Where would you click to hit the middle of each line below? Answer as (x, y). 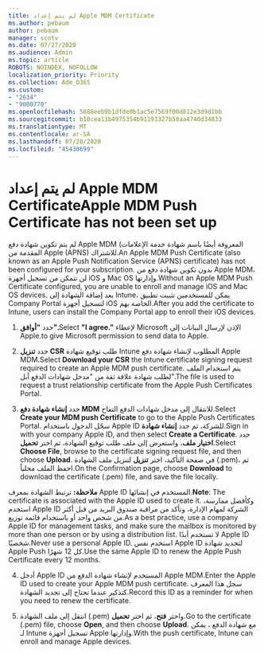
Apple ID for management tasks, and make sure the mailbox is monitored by (132, 526)
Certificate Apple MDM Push (103, 205)
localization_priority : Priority (64, 75)
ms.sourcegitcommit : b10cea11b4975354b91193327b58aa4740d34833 (115, 119)
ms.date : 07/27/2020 (43, 45)
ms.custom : (26, 90)
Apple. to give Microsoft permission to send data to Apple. (114, 336)
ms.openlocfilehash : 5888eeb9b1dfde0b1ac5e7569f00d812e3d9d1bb (115, 112)
